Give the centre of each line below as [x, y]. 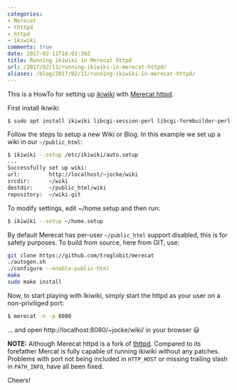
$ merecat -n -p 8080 [39, 316]
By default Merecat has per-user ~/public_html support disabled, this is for [117, 235]
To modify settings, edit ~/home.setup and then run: [84, 208]
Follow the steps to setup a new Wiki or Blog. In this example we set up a [114, 134]
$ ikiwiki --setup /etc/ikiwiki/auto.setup [73, 155]
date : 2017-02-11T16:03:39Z [49, 54]
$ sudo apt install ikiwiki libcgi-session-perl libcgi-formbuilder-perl [119, 121]
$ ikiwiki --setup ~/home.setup [55, 221]
